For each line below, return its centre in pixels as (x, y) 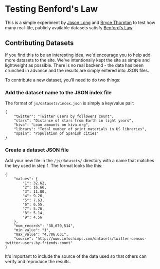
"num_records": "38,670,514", (44, 226)
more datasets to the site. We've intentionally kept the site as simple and (77, 60)
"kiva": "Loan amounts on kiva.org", (52, 125)
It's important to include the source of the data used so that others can (76, 256)
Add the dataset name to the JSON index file (58, 92)
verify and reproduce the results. (38, 262)
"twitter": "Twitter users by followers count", (64, 116)
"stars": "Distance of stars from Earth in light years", (74, 121)
